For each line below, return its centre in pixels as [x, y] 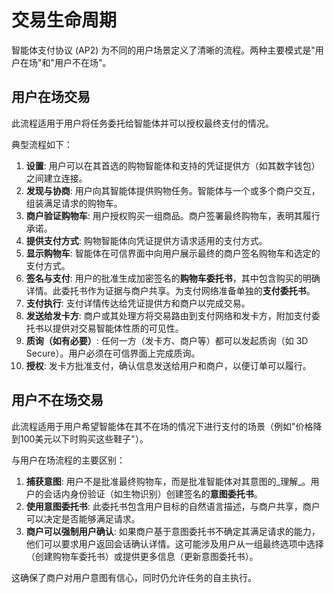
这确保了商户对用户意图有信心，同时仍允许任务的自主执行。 [134, 577]
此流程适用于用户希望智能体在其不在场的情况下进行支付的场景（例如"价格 [162, 426]
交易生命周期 [64, 20]
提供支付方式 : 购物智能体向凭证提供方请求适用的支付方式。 [146, 240]
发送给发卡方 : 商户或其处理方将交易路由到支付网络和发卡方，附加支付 [168, 315]
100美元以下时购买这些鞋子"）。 [84, 438]
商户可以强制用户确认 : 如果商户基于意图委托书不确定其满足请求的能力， [173, 531]
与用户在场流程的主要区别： [68, 460]
